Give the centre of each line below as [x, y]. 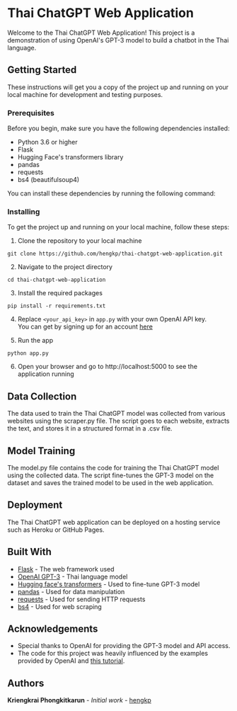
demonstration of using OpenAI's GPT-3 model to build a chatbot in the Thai [118, 40]
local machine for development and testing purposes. [85, 94]
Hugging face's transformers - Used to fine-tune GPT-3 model [109, 584]
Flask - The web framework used [66, 569]
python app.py [28, 353]
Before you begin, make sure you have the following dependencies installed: [118, 128]
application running [46, 374]
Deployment [35, 505]
